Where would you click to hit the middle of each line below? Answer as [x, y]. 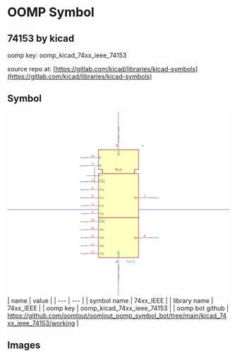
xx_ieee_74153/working [41, 323]
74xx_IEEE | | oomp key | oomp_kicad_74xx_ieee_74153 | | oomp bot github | [118, 308]
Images [24, 345]
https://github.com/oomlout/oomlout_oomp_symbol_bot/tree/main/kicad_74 [117, 316]
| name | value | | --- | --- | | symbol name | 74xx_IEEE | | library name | [110, 300]
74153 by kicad [41, 38]
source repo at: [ [31, 69]
